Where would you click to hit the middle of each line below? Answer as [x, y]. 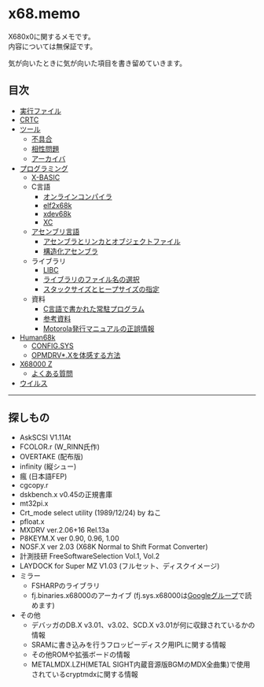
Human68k [37, 337]
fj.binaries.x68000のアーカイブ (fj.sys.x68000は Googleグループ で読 [141, 595]
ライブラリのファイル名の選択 [91, 279]
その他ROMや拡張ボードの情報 [81, 654]
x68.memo [44, 14]
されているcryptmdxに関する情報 [85, 674]
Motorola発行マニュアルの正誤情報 [99, 329]
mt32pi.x [34, 503]
